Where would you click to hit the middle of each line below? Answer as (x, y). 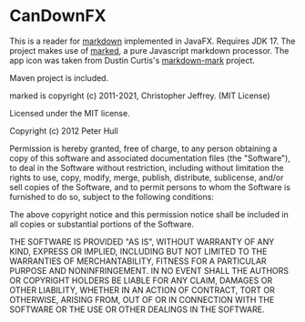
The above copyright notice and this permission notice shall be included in (149, 214)
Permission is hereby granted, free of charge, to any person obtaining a (143, 148)
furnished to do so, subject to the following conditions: (112, 196)
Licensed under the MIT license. (70, 113)
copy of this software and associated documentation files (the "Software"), (150, 158)
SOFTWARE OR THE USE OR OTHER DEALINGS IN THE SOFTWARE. (137, 309)
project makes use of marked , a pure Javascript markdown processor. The (149, 50)
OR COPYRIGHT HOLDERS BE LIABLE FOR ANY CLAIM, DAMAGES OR (141, 280)
